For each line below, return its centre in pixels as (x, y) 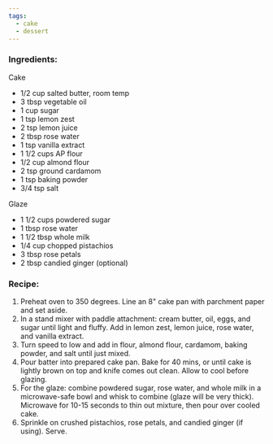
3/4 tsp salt (39, 188)
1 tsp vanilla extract (52, 145)
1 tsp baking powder (54, 179)
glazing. (33, 379)
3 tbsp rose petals (50, 254)
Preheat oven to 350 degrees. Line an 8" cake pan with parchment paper (142, 301)
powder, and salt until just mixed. (75, 353)
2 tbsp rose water (50, 136)
